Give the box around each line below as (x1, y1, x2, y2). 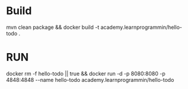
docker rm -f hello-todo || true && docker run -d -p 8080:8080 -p (6, 70, 166, 77)
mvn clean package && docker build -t (6, 24, 99, 31)
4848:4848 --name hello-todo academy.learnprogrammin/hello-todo (6, 76, 174, 83)
